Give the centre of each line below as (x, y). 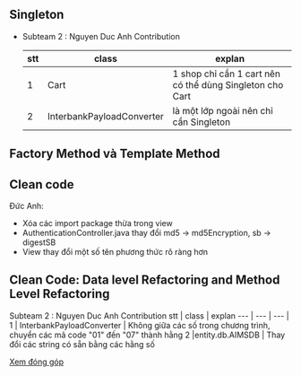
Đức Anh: (27, 206)
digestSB (39, 242)
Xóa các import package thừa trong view (97, 223)
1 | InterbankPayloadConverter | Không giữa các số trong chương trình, (140, 325)
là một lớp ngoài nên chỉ (223, 110)
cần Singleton (202, 122)
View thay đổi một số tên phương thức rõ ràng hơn (115, 252)
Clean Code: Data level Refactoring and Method (145, 280)
